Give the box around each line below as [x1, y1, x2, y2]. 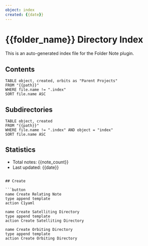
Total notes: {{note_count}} [12, 159, 69, 165]
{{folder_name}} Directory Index [5, 34, 143, 45]
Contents [5, 65, 35, 74]
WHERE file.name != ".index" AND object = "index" [5, 128, 113, 133]
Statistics [5, 146, 36, 154]
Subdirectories [5, 105, 53, 114]
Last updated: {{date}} [12, 164, 59, 170]
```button [5, 187, 26, 192]
